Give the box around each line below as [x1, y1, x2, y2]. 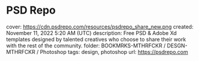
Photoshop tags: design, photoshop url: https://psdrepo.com [39, 48, 188, 55]
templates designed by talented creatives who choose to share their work [6, 36, 186, 43]
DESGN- [166, 42, 188, 49]
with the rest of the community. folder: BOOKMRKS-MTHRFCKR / [6, 42, 166, 49]
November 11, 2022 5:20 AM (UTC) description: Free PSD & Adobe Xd [6, 29, 177, 36]
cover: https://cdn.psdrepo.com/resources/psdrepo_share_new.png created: [6, 23, 194, 30]
